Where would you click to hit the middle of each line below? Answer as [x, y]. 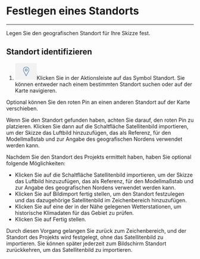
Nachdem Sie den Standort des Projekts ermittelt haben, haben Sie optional [99, 157]
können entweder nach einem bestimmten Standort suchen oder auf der [103, 84]
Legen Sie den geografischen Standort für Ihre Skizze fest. [78, 33]
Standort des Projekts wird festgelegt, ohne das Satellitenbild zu [85, 237]
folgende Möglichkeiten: [36, 163]
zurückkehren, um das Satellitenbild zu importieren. [69, 249]
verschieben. [22, 108]
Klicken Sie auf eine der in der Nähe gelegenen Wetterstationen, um [98, 206]
